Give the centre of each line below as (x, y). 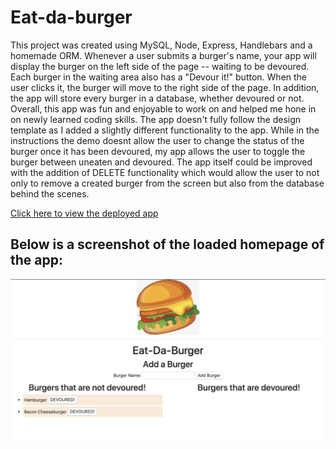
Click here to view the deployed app (84, 213)
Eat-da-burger (71, 17)
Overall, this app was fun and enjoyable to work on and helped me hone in (163, 108)
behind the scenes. (50, 193)
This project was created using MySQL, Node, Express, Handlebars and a (161, 45)
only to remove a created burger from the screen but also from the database (167, 183)
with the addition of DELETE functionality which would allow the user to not (165, 172)
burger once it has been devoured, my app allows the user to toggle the (158, 151)
